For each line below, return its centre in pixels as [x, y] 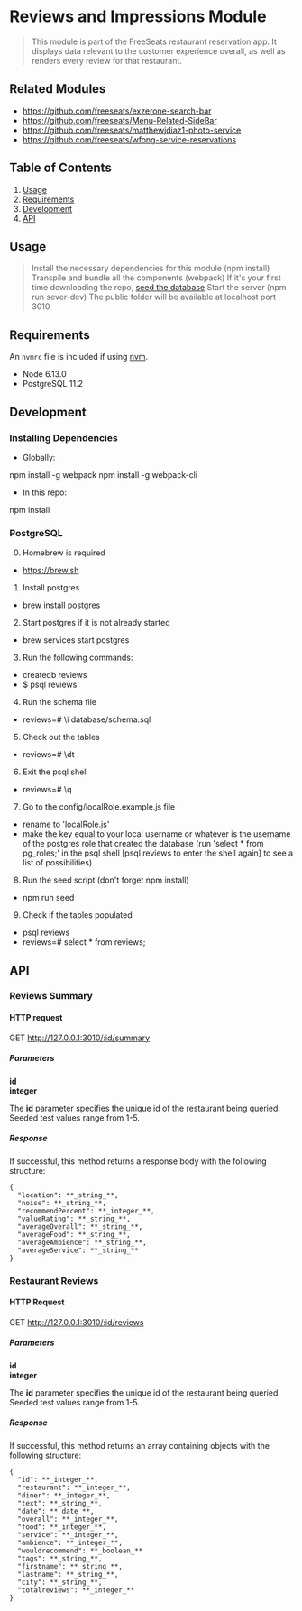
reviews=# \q [47, 790]
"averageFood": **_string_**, [74, 1234]
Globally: [39, 457]
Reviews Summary [51, 996]
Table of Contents [61, 168]
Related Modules [58, 89]
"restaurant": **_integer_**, [74, 1487]
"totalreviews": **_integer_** [76, 1590]
